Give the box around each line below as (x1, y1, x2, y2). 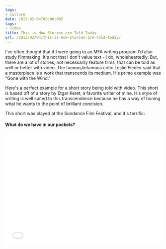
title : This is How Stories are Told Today (5, 30, 97, 35)
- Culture (5, 12, 26, 17)
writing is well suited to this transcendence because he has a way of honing (5, 95, 161, 101)
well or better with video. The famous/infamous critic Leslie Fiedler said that (5, 64, 161, 70)
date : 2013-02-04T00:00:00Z (5, 16, 64, 21)
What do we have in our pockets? (5, 122, 76, 127)
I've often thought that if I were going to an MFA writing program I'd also (5, 48, 153, 55)
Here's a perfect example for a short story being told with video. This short (5, 85, 158, 91)
